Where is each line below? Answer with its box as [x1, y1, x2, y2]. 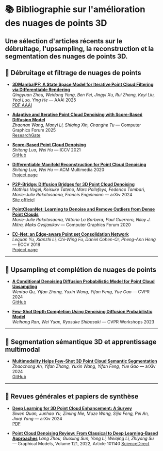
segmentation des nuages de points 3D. [5, 52, 128, 60]
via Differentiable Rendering [12, 87, 70, 93]
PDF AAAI [12, 102, 33, 108]
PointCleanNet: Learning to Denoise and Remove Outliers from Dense [12, 207, 155, 212]
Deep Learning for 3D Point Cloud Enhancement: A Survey [12, 405, 132, 411]
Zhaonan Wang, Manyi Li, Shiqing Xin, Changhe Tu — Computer [12, 122, 141, 128]
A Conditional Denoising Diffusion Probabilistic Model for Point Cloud [12, 279, 155, 284]
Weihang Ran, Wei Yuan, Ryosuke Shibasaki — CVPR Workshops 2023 [12, 319, 154, 325]
